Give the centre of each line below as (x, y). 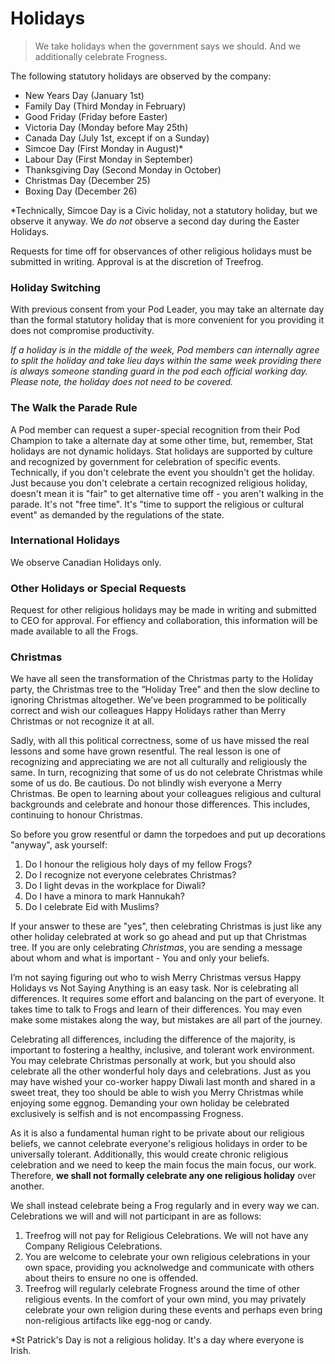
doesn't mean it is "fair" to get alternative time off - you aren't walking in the (167, 493)
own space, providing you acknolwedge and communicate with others (169, 1268)
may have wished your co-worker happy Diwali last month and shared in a (163, 1082)
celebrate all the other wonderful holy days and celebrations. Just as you (161, 1071)
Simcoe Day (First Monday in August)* (104, 148)
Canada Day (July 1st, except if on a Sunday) (117, 138)
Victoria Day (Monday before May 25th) (106, 127)
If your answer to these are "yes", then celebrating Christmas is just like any (166, 926)
